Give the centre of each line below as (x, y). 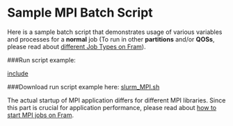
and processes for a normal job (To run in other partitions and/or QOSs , (111, 39)
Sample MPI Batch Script (80, 13)
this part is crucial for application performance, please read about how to (112, 107)
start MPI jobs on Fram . (41, 115)
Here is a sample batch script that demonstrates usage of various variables (115, 32)
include (18, 73)
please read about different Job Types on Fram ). (77, 46)
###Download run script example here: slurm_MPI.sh (83, 87)
